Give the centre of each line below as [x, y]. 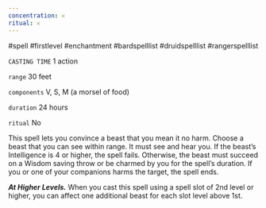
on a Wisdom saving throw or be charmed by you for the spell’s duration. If [130, 163]
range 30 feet [30, 76]
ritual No [25, 122]
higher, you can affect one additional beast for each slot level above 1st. [125, 195]
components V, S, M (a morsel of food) [69, 91]
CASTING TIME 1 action [43, 61]
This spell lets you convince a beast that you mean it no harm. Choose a [126, 138]
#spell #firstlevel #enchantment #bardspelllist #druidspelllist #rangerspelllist [133, 45]
